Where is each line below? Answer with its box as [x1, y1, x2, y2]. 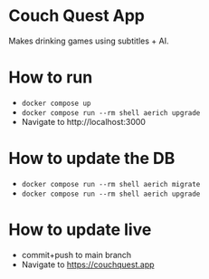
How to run [8, 67, 93, 88]
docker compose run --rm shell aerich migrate [21, 179, 201, 188]
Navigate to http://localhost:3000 [21, 116, 147, 127]
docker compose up [21, 99, 91, 108]
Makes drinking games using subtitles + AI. [8, 35, 169, 46]
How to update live [8, 219, 152, 240]
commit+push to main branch [21, 249, 132, 260]
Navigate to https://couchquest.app [21, 259, 155, 270]
